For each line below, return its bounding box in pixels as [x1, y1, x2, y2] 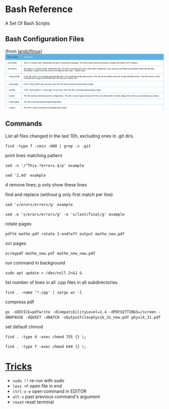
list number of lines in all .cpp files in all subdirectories [5, 279, 118, 285]
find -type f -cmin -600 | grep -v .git [5, 144, 92, 149]
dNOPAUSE [5, 315, 24, 320]
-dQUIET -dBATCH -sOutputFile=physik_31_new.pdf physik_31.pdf [25, 315, 161, 320]
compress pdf [5, 299, 34, 305]
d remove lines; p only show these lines [5, 181, 87, 187]
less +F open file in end [12, 383, 62, 389]
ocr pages [5, 240, 27, 246]
